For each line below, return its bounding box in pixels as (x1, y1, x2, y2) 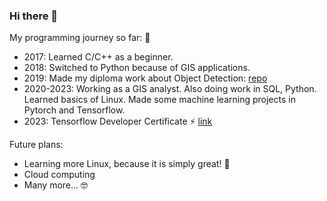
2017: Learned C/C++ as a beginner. (23, 51, 174, 63)
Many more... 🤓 (23, 179, 89, 191)
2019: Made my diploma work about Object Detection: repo (23, 72, 268, 84)
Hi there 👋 (9, 9, 59, 23)
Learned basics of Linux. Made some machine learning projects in (23, 94, 296, 106)
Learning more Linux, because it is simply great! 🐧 (23, 158, 231, 170)
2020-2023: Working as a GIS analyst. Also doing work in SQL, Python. (23, 83, 317, 95)
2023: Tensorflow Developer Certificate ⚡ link (23, 115, 213, 128)
